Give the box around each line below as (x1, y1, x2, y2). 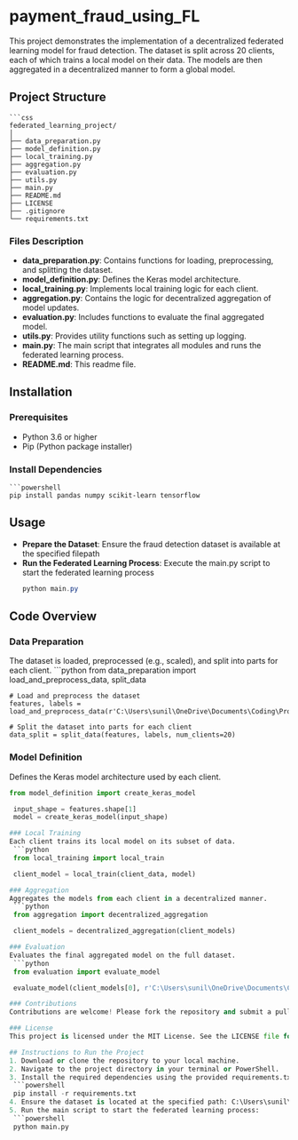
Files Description (9, 235, 84, 247)
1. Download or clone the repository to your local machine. (9, 1056, 240, 1065)
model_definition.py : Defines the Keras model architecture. (21, 274, 241, 285)
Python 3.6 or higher (21, 431, 98, 442)
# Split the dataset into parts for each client (9, 722, 192, 732)
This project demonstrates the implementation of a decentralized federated (9, 36, 284, 46)
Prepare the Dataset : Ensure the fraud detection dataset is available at (21, 538, 281, 549)
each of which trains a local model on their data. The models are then (9, 54, 263, 65)
